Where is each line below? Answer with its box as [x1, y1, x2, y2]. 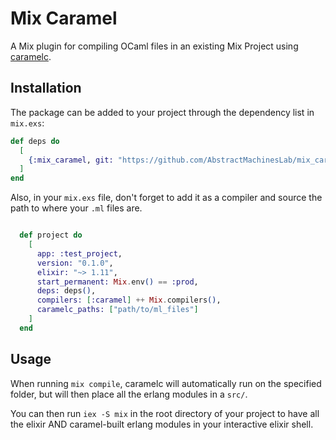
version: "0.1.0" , [36, 258, 114, 268]
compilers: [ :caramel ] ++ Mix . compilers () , [36, 295, 222, 306]
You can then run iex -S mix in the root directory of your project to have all [10, 407, 320, 419]
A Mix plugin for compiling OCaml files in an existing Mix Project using [10, 40, 299, 52]
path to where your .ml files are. [10, 202, 143, 214]
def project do [19, 230, 83, 241]
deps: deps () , [36, 286, 97, 296]
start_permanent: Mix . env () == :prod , [36, 277, 199, 287]
